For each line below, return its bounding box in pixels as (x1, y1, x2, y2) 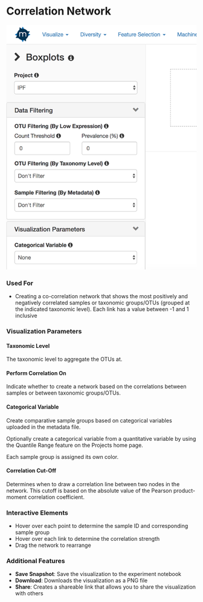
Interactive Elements (6, 508, 68, 517)
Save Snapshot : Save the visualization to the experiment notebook (14, 570, 182, 578)
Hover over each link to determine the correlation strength (14, 535, 160, 543)
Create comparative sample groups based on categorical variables (6, 416, 172, 424)
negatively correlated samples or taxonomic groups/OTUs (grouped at (14, 299, 190, 307)
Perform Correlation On (6, 369, 66, 376)
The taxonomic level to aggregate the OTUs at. (6, 356, 123, 363)
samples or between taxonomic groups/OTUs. (6, 389, 121, 396)
